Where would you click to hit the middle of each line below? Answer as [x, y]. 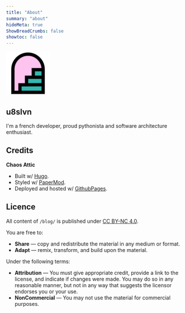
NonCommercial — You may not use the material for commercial [92, 297]
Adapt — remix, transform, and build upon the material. [81, 250]
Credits [20, 150]
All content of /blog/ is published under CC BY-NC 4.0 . [72, 221]
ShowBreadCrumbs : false [35, 31]
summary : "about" [27, 18]
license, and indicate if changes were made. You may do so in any [94, 279]
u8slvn [19, 112]
